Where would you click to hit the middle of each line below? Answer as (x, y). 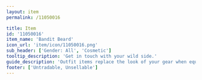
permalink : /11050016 (33, 17)
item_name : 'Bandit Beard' (40, 40)
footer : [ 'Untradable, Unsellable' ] (52, 67)
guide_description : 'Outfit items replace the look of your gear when (96, 62)
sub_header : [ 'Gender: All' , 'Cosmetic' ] (59, 51)
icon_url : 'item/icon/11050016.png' (52, 45)
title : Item (21, 28)
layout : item (23, 12)
